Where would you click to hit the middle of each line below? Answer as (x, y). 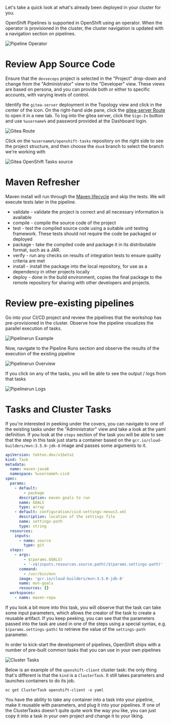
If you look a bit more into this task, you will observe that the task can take (83, 607)
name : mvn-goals (36, 583)
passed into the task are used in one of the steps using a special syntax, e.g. (86, 624)
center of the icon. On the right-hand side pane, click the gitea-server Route (85, 110)
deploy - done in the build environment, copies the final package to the (87, 277)
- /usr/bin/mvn (40, 574)
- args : (22, 555)
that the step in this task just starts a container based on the (68, 440)
